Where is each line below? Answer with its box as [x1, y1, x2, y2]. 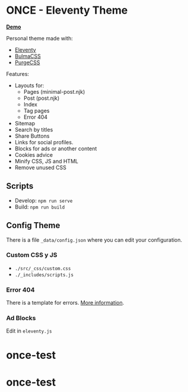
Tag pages [23, 107, 50, 114]
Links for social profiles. [14, 138, 74, 146]
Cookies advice [14, 151, 53, 158]
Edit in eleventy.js [6, 327, 52, 334]
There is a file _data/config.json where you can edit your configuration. [6, 236, 183, 244]
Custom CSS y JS [6, 251, 58, 259]
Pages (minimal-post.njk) [23, 88, 85, 95]
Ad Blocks [6, 314, 36, 323]
